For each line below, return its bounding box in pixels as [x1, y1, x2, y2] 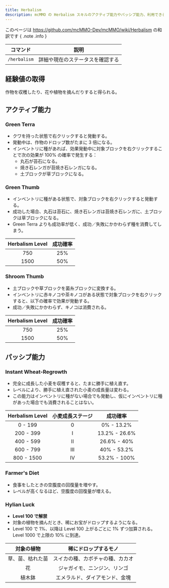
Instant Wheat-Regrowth [5, 368, 67, 375]
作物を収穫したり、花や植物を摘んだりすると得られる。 [5, 89, 120, 95]
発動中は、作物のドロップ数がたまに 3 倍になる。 [12, 140, 115, 145]
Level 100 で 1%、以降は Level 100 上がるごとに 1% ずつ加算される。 [12, 525, 155, 531]
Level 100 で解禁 [12, 513, 48, 519]
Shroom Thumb [5, 273, 44, 280]
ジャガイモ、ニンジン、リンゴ [58, 564, 129, 571]
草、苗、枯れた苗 [8, 555, 49, 562]
